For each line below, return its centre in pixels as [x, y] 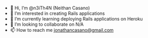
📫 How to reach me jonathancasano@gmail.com [62, 30]
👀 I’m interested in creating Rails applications [57, 13]
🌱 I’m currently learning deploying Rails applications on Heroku [76, 19]
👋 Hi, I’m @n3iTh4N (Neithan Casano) [50, 8]
